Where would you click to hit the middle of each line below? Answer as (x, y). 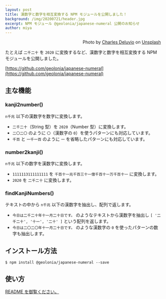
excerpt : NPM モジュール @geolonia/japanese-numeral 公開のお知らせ (72, 23)
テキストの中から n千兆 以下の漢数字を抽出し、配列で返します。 (69, 205)
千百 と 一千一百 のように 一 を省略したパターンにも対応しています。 (80, 139)
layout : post (19, 10)
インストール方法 (31, 251)
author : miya (19, 28)
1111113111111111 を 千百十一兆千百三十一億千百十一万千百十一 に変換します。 (86, 174)
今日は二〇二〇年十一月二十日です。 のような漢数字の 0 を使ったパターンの (83, 227)
